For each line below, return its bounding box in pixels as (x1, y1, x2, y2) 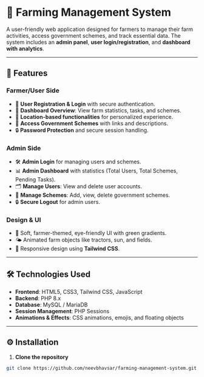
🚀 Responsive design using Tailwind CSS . (15, 245, 120, 253)
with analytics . (6, 45, 44, 52)
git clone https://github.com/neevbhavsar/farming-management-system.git (6, 365, 197, 371)
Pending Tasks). (15, 175, 56, 183)
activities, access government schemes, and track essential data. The (6, 32, 181, 39)
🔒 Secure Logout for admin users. (15, 198, 100, 205)
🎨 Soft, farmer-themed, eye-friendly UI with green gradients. (15, 229, 167, 237)
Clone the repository (15, 353, 69, 361)
